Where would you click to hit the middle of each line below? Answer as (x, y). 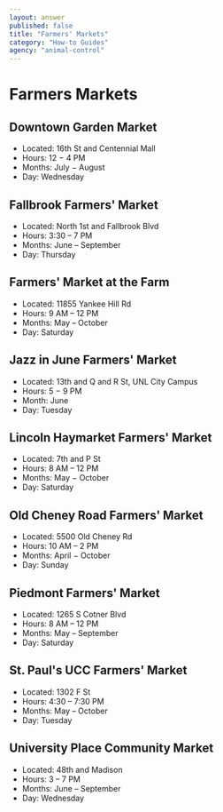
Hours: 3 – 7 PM (51, 779)
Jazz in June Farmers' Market (93, 360)
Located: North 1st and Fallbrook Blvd (90, 226)
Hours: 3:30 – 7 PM (57, 235)
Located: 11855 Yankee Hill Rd (77, 304)
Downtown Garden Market (83, 127)
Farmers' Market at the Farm (89, 282)
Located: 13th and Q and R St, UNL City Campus (110, 381)
